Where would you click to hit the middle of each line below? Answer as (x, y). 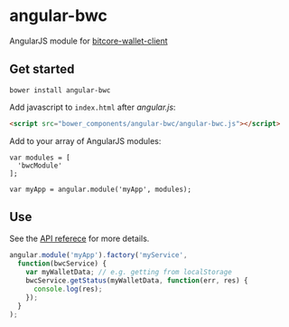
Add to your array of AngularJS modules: (85, 140)
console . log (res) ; (68, 289)
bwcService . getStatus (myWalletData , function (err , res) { (137, 281)
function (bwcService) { (62, 264)
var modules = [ (40, 158)
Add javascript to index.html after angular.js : (93, 107)
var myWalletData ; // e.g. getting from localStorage (129, 273)
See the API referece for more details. (79, 239)
